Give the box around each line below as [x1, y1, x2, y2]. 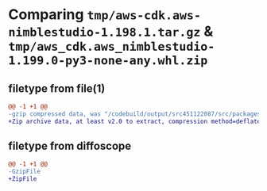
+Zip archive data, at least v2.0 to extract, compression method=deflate [8, 117, 261, 125]
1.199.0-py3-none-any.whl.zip [8, 53, 208, 68]
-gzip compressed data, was [8, 109, 102, 118]
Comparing [8, 6, 84, 24]
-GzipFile [8, 168, 41, 176]
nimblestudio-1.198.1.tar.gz [8, 25, 201, 40]
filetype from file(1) [8, 82, 106, 95]
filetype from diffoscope [8, 139, 132, 153]
